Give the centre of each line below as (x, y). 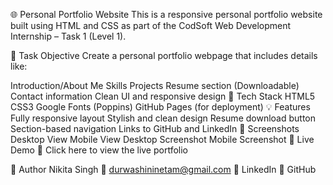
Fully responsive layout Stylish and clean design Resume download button (163, 118)
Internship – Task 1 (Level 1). (68, 36)
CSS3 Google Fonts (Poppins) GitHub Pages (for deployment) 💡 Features (160, 107)
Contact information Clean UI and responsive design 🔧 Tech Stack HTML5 (163, 96)
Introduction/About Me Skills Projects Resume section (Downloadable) (155, 85)
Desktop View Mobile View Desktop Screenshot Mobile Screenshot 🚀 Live (162, 139)
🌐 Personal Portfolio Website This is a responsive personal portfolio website (166, 14)
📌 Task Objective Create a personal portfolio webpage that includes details (164, 55)
